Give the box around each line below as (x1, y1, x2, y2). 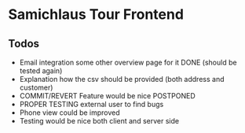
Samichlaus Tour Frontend (8, 6, 185, 24)
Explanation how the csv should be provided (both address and (19, 75, 225, 83)
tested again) (19, 66, 63, 76)
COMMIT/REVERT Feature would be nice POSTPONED (19, 91, 196, 100)
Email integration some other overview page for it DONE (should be (19, 57, 237, 67)
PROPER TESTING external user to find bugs (19, 100, 164, 109)
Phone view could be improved (19, 108, 120, 117)
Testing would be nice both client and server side (19, 116, 179, 125)
